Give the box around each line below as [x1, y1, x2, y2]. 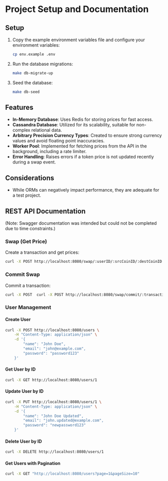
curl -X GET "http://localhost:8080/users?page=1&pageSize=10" [5, 471, 140, 476]
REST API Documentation [5, 207, 86, 215]
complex [12, 127, 30, 133]
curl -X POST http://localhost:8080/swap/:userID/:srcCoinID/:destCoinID [5, 259, 162, 264]
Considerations [5, 174, 54, 182]
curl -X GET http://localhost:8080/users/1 [5, 377, 97, 382]
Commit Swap [5, 271, 40, 278]
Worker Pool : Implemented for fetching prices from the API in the [12, 143, 147, 149]
